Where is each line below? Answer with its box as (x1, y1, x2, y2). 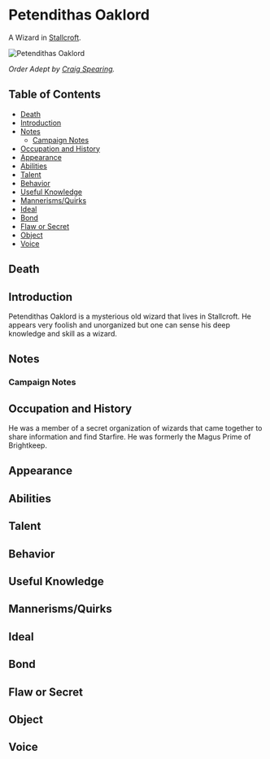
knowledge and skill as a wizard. (8, 328, 118, 338)
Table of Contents (8, 88, 102, 102)
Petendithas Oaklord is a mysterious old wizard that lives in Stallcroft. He (8, 311, 252, 321)
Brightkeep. (8, 440, 47, 450)
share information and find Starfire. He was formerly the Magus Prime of (8, 432, 251, 442)
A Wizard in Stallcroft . (8, 33, 81, 42)
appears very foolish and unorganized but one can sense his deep (8, 319, 230, 330)
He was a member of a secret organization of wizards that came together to (8, 423, 263, 433)
